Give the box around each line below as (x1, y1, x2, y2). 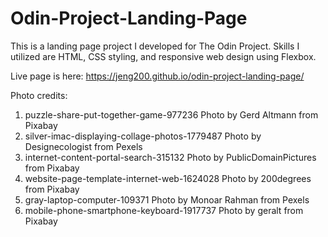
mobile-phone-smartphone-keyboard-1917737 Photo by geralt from (24, 204, 304, 216)
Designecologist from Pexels (24, 140, 143, 152)
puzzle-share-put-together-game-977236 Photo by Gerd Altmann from (24, 108, 319, 121)
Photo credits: (10, 89, 68, 101)
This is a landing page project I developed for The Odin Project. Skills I (10, 40, 300, 52)
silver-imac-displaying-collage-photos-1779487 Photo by (24, 130, 262, 142)
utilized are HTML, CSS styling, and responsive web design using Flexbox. (10, 50, 317, 62)
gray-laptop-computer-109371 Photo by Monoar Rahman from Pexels (24, 193, 310, 206)
